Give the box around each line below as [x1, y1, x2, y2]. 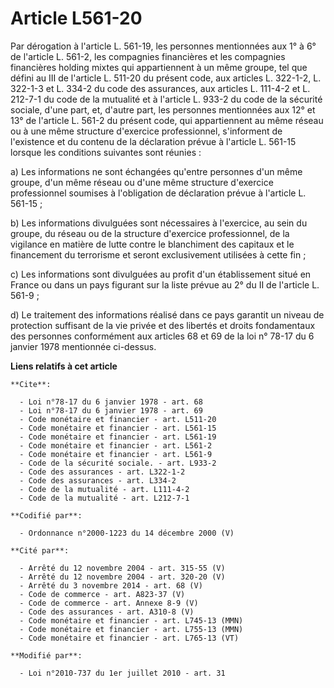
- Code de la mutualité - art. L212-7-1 [19, 493, 190, 503]
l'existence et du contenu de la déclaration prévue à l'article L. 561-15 [10, 135, 297, 147]
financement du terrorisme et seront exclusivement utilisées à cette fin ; [10, 248, 307, 261]
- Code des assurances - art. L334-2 [19, 475, 177, 486]
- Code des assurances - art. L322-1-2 [19, 467, 186, 477]
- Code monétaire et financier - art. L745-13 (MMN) [19, 615, 244, 626]
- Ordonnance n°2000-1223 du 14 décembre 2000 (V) [19, 528, 235, 538]
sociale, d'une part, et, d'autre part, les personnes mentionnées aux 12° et [10, 103, 316, 116]
